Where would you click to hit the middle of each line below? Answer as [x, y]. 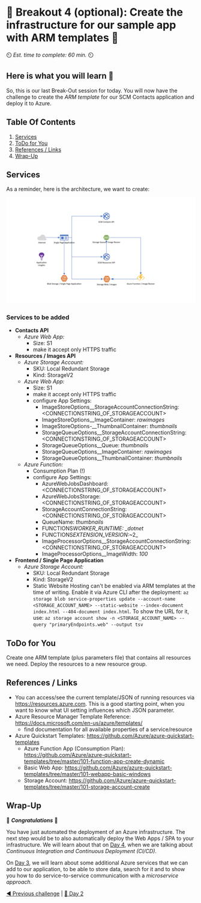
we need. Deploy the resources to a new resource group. [76, 664]
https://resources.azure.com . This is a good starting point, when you [100, 703]
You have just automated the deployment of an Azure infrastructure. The [96, 831]
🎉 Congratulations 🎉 [32, 820]
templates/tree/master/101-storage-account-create [87, 786]
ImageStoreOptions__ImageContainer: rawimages [103, 420]
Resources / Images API [45, 356]
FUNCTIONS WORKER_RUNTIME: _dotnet [93, 528]
